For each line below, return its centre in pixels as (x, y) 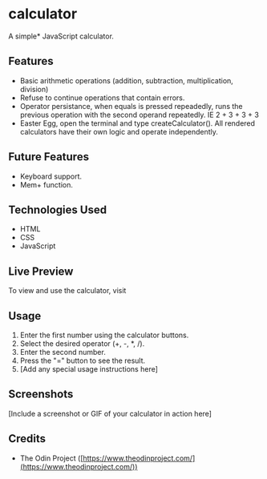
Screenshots (41, 394)
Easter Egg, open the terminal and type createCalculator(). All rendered (137, 123)
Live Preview (41, 271)
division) (34, 89)
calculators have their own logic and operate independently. (119, 131)
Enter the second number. (63, 352)
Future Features (49, 157)
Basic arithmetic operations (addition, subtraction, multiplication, (127, 80)
